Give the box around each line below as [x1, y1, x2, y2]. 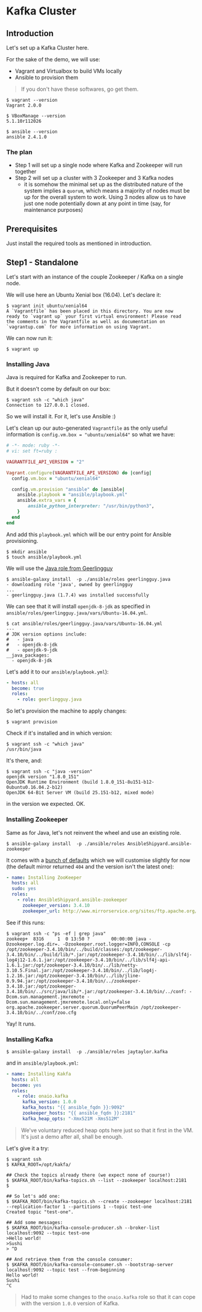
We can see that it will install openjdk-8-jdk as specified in [6, 602, 150, 610]
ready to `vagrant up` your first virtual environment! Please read [6, 313, 182, 320]
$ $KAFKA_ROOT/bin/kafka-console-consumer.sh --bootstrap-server [6, 1261, 173, 1267]
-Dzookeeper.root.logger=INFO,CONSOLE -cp [63, 941, 171, 947]
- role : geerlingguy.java [17, 696, 82, 702]
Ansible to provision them [14, 74, 79, 81]
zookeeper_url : [22, 908, 61, 914]
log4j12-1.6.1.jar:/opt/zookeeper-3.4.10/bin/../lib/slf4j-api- [6, 957, 171, 963]
